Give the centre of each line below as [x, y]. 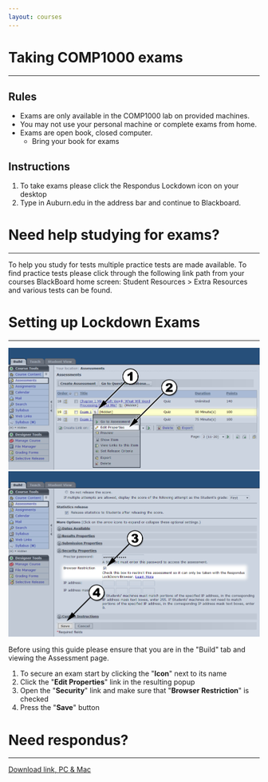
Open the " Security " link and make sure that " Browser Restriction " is [134, 691]
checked [34, 699]
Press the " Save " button [59, 708]
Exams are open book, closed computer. [86, 133]
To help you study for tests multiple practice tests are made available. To [128, 265]
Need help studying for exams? [114, 235]
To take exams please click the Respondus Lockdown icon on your [129, 186]
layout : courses [35, 17]
